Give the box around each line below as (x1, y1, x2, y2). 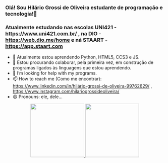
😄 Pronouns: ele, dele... (12, 94, 63, 100)
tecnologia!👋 (5, 10, 37, 17)
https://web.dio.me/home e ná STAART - (5, 36, 107, 43)
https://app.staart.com (5, 42, 63, 49)
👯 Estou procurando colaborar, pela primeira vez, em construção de (12, 59, 154, 65)
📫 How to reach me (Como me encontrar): (12, 76, 102, 82)
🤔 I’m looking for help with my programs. (12, 70, 97, 76)
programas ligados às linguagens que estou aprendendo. (12, 65, 132, 71)
